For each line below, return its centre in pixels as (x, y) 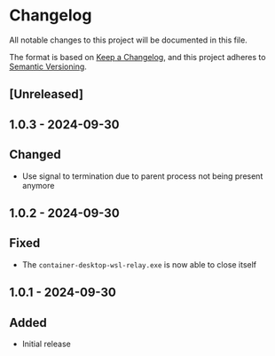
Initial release (46, 344)
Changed (35, 155)
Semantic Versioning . (48, 66)
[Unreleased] (47, 94)
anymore (38, 185)
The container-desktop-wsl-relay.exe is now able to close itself (139, 264)
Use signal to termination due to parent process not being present (142, 176)
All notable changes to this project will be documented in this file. (129, 40)
